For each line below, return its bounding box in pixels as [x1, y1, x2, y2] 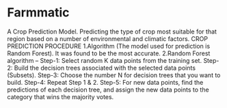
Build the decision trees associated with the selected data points [14, 64, 196, 72]
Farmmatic [7, 5, 70, 21]
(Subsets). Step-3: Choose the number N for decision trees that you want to [7, 70, 221, 79]
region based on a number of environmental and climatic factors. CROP [7, 34, 209, 42]
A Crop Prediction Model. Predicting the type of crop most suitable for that [7, 27, 217, 36]
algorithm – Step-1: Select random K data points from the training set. [7, 56, 202, 64]
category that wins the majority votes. [7, 92, 114, 100]
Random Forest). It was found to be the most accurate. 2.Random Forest [7, 49, 211, 57]
